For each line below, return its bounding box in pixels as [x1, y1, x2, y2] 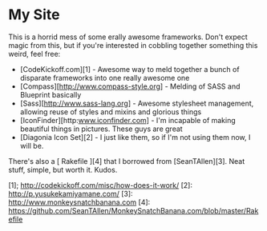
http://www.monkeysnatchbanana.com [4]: [8, 197, 151, 207]
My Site [8, 6, 60, 24]
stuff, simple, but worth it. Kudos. [8, 165, 118, 174]
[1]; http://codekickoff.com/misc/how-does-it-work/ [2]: [8, 180, 192, 189]
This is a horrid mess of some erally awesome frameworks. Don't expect [8, 32, 249, 42]
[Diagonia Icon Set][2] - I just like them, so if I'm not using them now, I [19, 132, 251, 141]
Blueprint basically [19, 90, 82, 99]
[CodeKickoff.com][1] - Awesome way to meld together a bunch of [19, 64, 240, 74]
